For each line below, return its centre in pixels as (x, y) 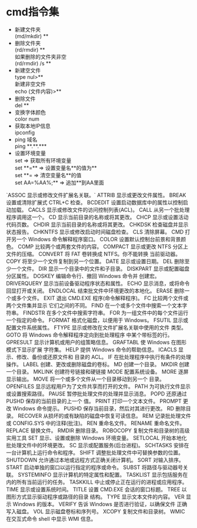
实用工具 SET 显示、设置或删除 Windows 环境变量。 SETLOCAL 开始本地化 (96, 438)
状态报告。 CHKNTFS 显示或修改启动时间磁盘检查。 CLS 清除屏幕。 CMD (95, 232)
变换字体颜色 (30, 112)
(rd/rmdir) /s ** (33, 63)
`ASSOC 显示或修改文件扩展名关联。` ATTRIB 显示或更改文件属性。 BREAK (96, 195)
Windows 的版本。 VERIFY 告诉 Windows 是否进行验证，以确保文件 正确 (100, 504)
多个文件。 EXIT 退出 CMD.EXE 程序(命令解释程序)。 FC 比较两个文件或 (102, 298)
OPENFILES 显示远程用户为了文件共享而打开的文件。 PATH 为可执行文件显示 (98, 386)
